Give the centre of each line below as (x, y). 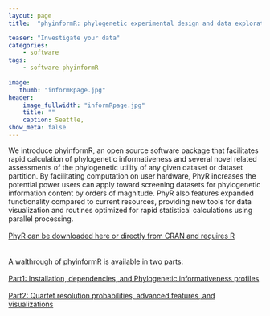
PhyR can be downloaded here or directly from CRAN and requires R (122, 236)
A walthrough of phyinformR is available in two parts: (96, 261)
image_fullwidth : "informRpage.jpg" (84, 105)
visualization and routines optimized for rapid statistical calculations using (131, 210)
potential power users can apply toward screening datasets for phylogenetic (135, 184)
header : (21, 97)
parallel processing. (41, 219)
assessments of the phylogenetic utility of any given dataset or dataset (126, 167)
